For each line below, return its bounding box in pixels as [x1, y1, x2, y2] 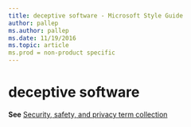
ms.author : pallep [8, 26, 69, 34]
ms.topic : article [8, 42, 69, 50]
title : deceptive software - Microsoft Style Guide [8, 11, 183, 20]
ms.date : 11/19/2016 [8, 34, 77, 42]
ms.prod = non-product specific [8, 49, 115, 57]
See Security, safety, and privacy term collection [8, 109, 168, 119]
